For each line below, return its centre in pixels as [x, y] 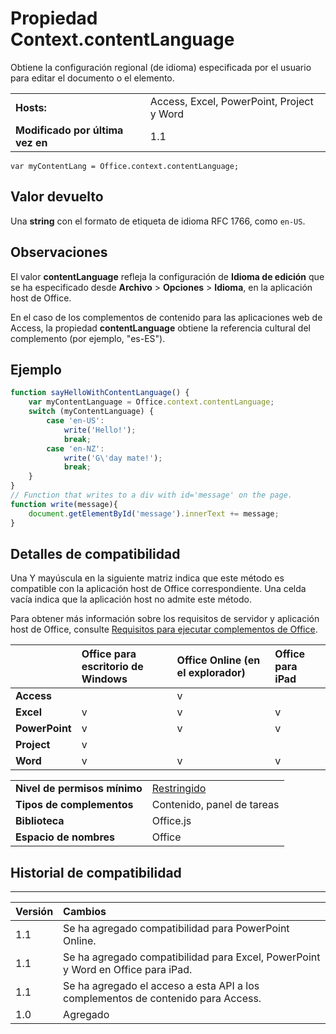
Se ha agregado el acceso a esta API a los [161, 986]
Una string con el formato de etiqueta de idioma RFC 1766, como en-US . [158, 221]
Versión [34, 912]
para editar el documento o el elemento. [92, 78]
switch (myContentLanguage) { [91, 412]
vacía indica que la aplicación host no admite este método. [131, 599]
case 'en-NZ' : [75, 448]
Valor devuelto [57, 197]
